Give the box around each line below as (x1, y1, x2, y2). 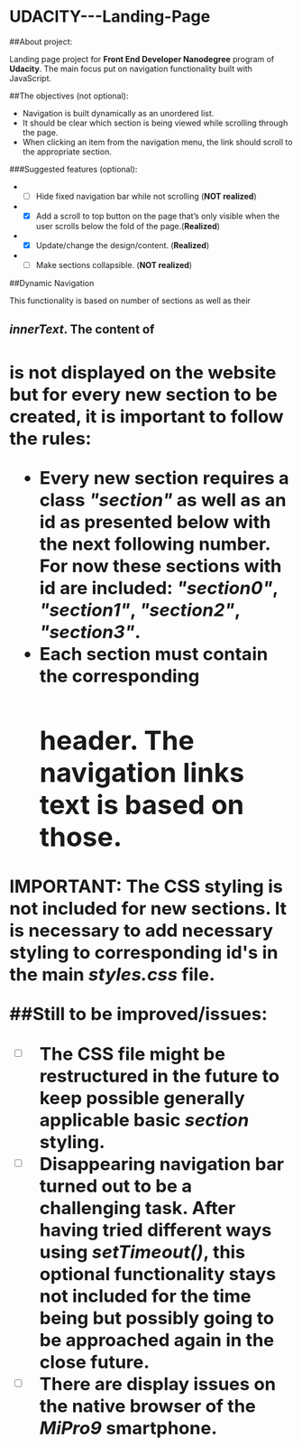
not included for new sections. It (9, 896, 287, 920)
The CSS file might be (39, 1042, 225, 1065)
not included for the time (39, 1284, 252, 1307)
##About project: (9, 36, 73, 47)
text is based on (39, 788, 245, 821)
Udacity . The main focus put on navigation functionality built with (9, 63, 252, 74)
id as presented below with (39, 510, 271, 533)
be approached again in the (39, 1328, 275, 1351)
